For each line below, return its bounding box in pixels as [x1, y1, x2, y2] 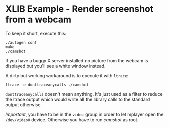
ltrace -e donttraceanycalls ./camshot [5, 82, 89, 87]
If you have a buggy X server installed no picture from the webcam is [5, 57, 148, 63]
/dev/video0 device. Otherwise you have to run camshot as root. [5, 116, 139, 123]
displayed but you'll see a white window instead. [5, 63, 106, 69]
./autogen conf [5, 40, 37, 45]
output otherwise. [5, 101, 42, 108]
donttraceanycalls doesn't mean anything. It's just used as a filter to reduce [5, 91, 163, 97]
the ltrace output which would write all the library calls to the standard [5, 96, 150, 102]
